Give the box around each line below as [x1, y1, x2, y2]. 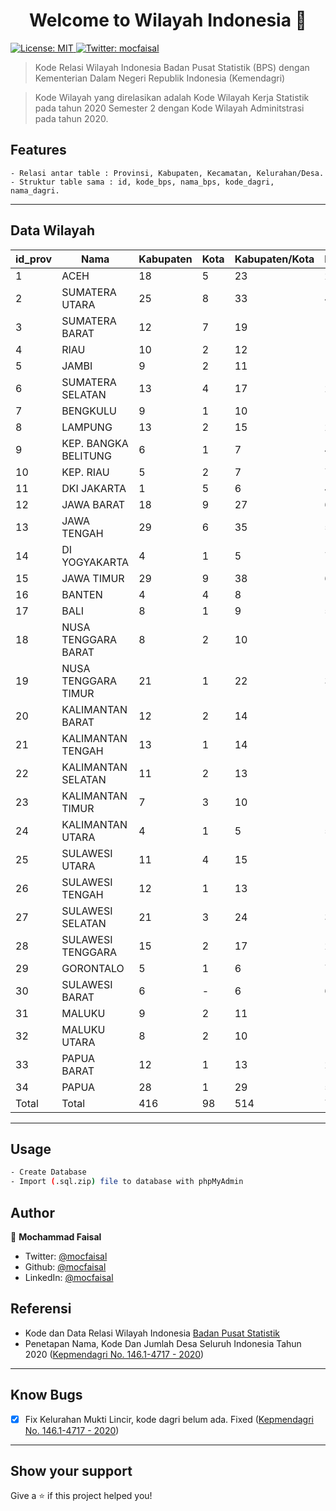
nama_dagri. [10, 185, 60, 196]
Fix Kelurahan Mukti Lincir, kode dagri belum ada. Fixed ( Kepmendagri [24, 1413, 314, 1425]
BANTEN [61, 587, 103, 601]
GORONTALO [61, 961, 125, 975]
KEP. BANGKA [61, 436, 129, 450]
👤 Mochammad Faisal [10, 1230, 102, 1243]
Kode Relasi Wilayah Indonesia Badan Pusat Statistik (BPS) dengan [34, 61, 310, 73]
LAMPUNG [61, 420, 113, 434]
